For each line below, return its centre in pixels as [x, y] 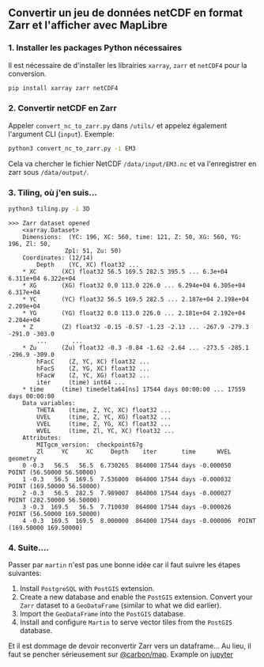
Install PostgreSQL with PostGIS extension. [87, 589]
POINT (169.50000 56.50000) [55, 486]
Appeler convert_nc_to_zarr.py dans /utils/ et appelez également [118, 125]
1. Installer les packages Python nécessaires [95, 48]
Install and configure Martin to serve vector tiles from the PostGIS [126, 622]
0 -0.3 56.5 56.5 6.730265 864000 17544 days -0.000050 [127, 465]
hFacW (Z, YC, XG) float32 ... [93, 375]
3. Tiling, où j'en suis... [53, 192]
